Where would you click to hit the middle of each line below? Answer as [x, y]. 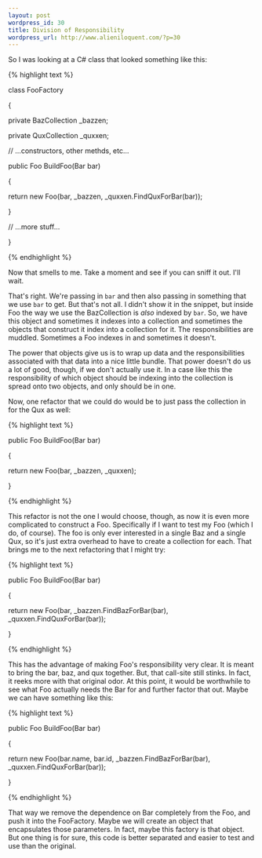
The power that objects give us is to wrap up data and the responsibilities [127, 353]
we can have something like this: [61, 698]
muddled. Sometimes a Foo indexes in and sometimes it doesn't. [113, 338]
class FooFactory [36, 90]
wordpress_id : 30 [36, 23]
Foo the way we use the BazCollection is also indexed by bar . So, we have [128, 313]
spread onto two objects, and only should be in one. [92, 386]
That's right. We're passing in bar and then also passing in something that [127, 296]
